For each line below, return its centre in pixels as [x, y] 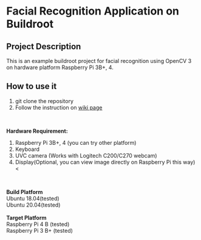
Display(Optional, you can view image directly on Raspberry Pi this [98, 162]
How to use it [32, 86]
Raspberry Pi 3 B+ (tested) [39, 230]
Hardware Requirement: [37, 131]
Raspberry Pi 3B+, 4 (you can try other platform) [76, 142]
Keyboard [27, 149]
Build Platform [25, 192]
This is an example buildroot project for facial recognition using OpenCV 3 [99, 61]
